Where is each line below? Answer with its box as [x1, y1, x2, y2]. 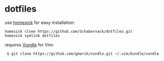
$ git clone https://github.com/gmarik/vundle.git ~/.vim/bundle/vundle [6, 51, 160, 56]
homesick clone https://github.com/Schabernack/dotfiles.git [4, 29, 133, 34]
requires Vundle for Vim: [4, 41, 54, 47]
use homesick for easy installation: [4, 20, 75, 25]
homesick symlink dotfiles [4, 33, 60, 38]
